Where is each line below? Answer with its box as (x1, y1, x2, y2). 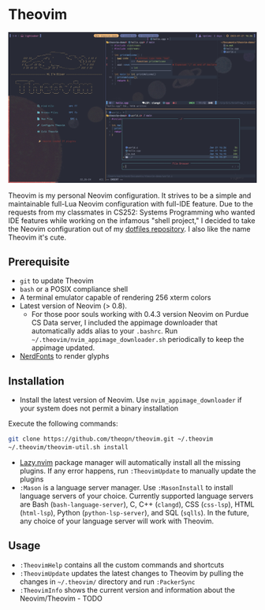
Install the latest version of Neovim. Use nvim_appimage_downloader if (19, 396, 242, 405)
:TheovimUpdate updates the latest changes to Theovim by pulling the (19, 568, 244, 578)
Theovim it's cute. (8, 232, 67, 242)
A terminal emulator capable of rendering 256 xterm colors (19, 293, 211, 303)
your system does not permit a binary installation (19, 404, 179, 413)
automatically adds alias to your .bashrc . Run (31, 326, 178, 336)
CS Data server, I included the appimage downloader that (31, 318, 218, 328)
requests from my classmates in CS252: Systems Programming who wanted (8, 207, 256, 217)
